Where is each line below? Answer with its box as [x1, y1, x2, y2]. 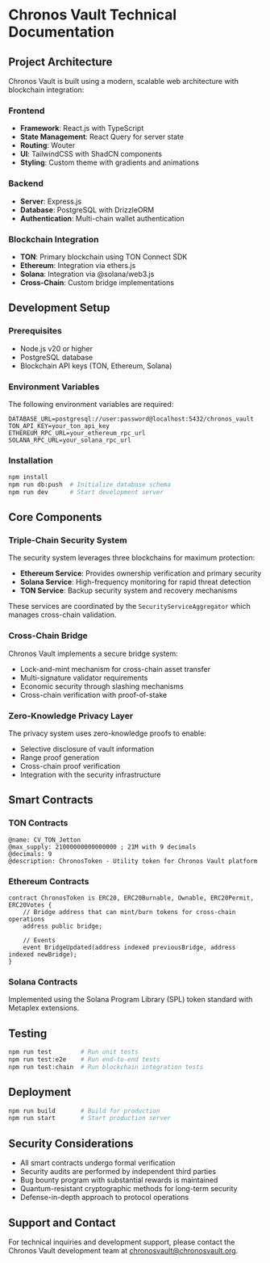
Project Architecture [8, 55, 113, 69]
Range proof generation [19, 753, 100, 762]
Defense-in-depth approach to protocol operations [19, 1193, 189, 1202]
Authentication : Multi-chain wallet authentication [19, 213, 185, 223]
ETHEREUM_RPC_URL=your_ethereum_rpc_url [8, 429, 147, 437]
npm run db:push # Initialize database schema [8, 480, 172, 489]
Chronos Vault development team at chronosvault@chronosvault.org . [8, 1245, 239, 1255]
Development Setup [8, 301, 110, 315]
